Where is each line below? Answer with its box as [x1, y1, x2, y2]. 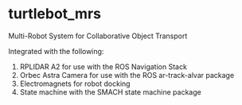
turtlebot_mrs [8, 5, 102, 23]
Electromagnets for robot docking [19, 79, 131, 88]
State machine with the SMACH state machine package [19, 87, 201, 96]
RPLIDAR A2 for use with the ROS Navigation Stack [19, 61, 187, 72]
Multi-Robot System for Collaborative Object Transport [8, 31, 188, 41]
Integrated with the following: [8, 46, 104, 56]
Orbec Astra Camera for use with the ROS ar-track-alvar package [19, 70, 235, 80]
